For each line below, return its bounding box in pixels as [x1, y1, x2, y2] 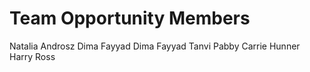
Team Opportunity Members [9, 7, 251, 30]
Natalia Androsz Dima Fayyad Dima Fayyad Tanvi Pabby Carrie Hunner [9, 40, 301, 52]
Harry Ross [9, 50, 56, 62]
